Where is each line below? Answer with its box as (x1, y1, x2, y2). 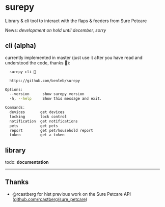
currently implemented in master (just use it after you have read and (5, 55, 142, 60)
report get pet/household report (9, 128, 93, 133)
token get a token (9, 132, 65, 138)
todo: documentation (5, 159, 49, 165)
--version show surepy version (9, 91, 84, 97)
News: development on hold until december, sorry (5, 27, 107, 33)
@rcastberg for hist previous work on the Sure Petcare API (12, 191, 131, 197)
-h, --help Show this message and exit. (9, 96, 102, 101)
